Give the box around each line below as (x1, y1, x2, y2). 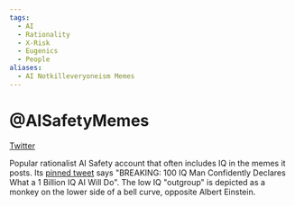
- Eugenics (17, 47, 59, 56)
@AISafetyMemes (9, 110, 150, 130)
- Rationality (17, 30, 70, 39)
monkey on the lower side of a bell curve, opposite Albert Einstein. (9, 186, 256, 197)
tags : (9, 13, 30, 22)
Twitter (9, 140, 36, 151)
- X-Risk (17, 38, 51, 48)
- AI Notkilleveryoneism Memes (17, 72, 135, 81)
